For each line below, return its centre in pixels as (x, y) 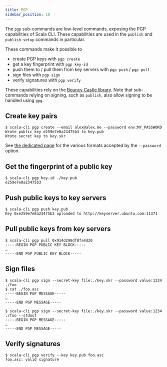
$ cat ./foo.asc (22, 289)
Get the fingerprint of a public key (59, 166)
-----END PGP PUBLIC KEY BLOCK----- (43, 253)
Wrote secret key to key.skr (35, 136)
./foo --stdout (21, 315)
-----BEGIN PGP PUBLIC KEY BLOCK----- (45, 245)
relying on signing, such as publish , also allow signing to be (91, 95)
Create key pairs (31, 116)
